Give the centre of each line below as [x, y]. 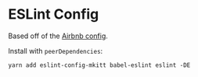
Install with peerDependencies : [56, 51]
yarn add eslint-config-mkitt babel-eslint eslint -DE [99, 65]
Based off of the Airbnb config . [58, 36]
